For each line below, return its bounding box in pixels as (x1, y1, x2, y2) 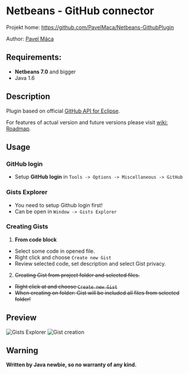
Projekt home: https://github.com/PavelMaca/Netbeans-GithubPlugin (6, 24, 174, 31)
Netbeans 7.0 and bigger (14, 68, 76, 75)
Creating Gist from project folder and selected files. (14, 271, 140, 279)
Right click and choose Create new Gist (14, 253, 112, 261)
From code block (14, 236, 57, 243)
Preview (6, 312, 37, 323)
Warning (6, 346, 38, 356)
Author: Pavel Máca (6, 35, 54, 42)
